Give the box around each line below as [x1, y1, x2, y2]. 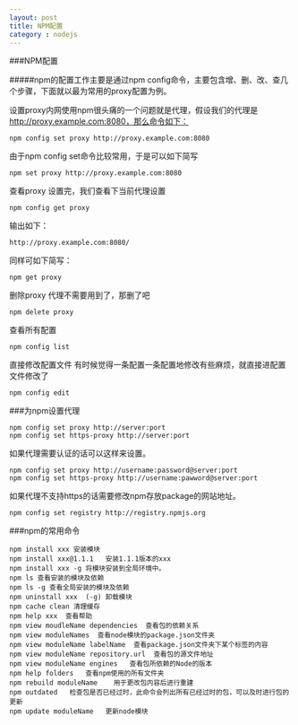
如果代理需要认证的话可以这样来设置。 [9, 448, 150, 459]
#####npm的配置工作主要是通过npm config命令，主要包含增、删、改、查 [9, 74, 281, 85]
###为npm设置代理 [9, 406, 81, 416]
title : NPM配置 [9, 22, 64, 31]
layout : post [9, 13, 58, 22]
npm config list [9, 343, 70, 352]
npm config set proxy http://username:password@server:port [9, 466, 239, 476]
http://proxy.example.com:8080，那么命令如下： [9, 116, 190, 127]
